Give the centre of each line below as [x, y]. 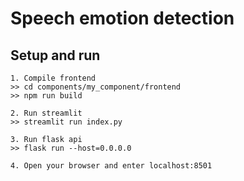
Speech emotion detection [122, 18]
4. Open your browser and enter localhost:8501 [111, 166]
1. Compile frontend [53, 78]
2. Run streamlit [46, 113]
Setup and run [55, 55]
